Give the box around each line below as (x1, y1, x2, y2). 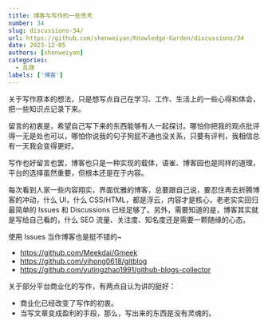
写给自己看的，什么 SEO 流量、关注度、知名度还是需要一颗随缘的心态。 (14, 215, 250, 224)
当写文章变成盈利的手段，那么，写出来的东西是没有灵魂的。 (19, 308, 216, 318)
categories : (8, 57, 48, 65)
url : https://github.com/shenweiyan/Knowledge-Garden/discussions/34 (8, 34, 245, 42)
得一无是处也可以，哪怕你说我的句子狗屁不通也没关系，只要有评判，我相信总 (8, 131, 260, 141)
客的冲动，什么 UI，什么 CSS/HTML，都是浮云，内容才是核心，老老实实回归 (8, 195, 259, 204)
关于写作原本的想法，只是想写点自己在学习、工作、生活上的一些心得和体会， (8, 93, 260, 104)
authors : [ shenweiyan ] (8, 49, 84, 57)
